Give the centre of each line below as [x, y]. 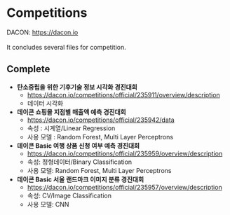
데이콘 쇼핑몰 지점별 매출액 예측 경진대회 [72, 112]
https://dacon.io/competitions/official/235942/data [101, 120]
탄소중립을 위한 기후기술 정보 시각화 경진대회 [77, 87]
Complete [28, 69]
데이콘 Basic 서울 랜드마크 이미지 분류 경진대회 [80, 179]
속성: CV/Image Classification [69, 195]
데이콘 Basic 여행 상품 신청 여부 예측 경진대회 [78, 146]
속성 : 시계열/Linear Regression [71, 128]
